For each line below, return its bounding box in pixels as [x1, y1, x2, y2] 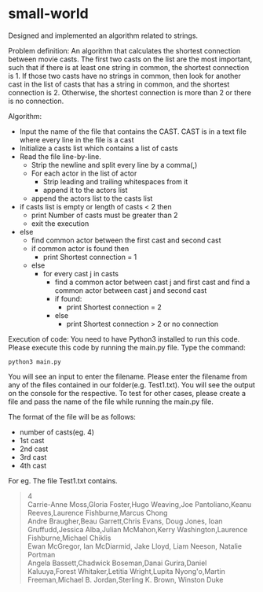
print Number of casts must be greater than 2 [31, 210, 178, 220]
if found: [54, 294, 82, 303]
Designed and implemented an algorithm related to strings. [8, 31, 199, 40]
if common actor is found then [31, 243, 130, 253]
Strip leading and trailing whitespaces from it [42, 176, 188, 186]
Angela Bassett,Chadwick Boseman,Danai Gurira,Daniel [27, 558, 207, 568]
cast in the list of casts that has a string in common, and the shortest [8, 80, 230, 89]
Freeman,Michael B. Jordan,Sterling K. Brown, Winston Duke [27, 575, 224, 584]
